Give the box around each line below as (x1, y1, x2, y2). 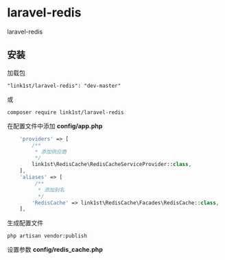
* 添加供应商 (34, 148, 67, 155)
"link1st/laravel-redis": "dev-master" (7, 82, 121, 89)
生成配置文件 (7, 219, 43, 227)
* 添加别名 (37, 187, 65, 193)
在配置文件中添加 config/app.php (7, 121, 103, 130)
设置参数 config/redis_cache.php (7, 246, 103, 254)
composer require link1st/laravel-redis (7, 108, 125, 116)
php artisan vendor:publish (7, 233, 88, 239)
